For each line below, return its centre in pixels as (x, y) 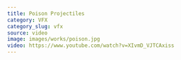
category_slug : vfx (35, 26)
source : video (28, 33)
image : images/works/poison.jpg (54, 39)
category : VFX (28, 20)
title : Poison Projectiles (46, 13)
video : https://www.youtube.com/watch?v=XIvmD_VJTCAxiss (91, 46)
